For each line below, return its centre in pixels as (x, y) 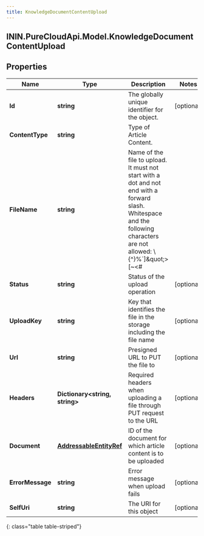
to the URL (143, 420)
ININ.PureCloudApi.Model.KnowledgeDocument (100, 37)
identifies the (147, 309)
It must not (143, 167)
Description (148, 84)
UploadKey (26, 321)
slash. (136, 205)
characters (143, 236)
